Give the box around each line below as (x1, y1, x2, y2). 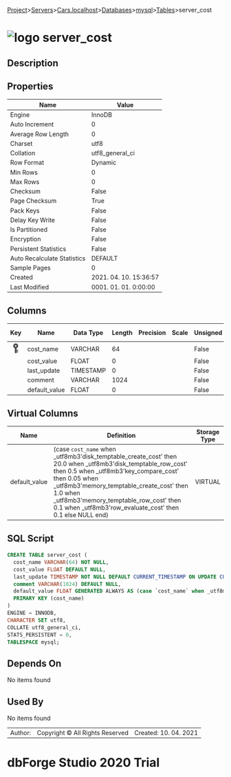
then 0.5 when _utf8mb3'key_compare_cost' (53, 467, 179, 475)
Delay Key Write (10, 216, 56, 224)
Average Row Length (10, 130, 69, 138)
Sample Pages (10, 264, 51, 272)
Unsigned (193, 328, 223, 336)
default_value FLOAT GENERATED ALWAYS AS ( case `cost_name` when (13, 588, 205, 595)
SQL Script (7, 532, 54, 544)
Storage (196, 428, 220, 436)
